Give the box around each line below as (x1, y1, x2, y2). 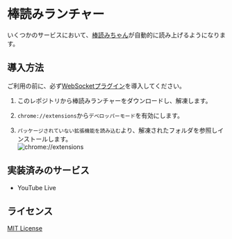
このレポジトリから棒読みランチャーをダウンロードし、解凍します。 (17, 96, 212, 105)
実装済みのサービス (7, 164, 90, 176)
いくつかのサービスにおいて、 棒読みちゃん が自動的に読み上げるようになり (7, 31, 220, 39)
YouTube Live (17, 183, 57, 192)
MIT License (7, 224, 43, 233)
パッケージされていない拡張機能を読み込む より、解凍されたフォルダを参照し (17, 126, 218, 134)
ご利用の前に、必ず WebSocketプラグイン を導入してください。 (7, 82, 186, 90)
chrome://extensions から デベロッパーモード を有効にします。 (17, 111, 184, 119)
